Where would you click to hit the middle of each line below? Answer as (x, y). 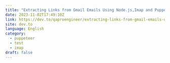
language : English (25, 29)
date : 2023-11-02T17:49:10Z (35, 15)
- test (17, 43)
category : (16, 34)
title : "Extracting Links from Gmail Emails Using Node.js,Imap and (79, 10)
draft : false (19, 52)
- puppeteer (23, 39)
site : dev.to (19, 24)
